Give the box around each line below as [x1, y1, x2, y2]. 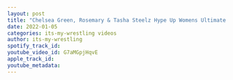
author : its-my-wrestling [7, 36, 82, 43]
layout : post [7, 10, 45, 17]
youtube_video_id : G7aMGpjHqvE [7, 49, 98, 56]
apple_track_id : [7, 56, 54, 63]
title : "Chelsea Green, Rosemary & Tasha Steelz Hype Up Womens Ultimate [7, 17, 227, 24]
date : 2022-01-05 [7, 23, 58, 30]
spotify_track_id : [7, 42, 61, 49]
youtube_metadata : [7, 62, 61, 69]
